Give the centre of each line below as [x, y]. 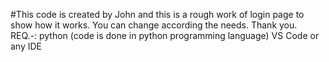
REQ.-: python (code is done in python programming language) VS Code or [165, 35]
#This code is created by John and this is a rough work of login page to [157, 14]
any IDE [26, 46]
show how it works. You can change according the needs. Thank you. [154, 25]
